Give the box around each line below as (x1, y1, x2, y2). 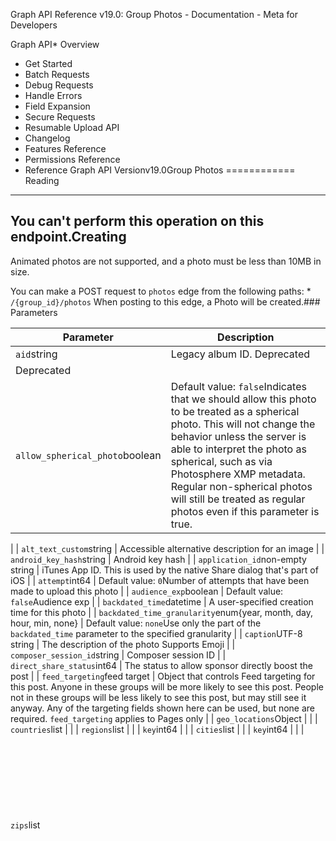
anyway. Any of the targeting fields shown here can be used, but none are (10, 702, 315, 714)
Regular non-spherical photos (170, 479, 313, 493)
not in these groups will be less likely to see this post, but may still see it (10, 691, 307, 703)
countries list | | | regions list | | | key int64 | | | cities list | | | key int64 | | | (10, 723, 305, 735)
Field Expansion (24, 100, 91, 112)
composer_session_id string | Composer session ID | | (10, 649, 227, 661)
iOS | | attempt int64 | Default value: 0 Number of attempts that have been (10, 574, 310, 586)
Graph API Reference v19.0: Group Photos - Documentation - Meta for (10, 9, 298, 20)
